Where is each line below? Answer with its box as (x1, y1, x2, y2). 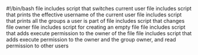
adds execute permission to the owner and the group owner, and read (6, 36, 176, 43)
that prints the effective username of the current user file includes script (6, 11, 182, 18)
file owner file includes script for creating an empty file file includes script (6, 23, 186, 30)
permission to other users (6, 42, 69, 49)
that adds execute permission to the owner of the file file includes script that (6, 30, 192, 37)
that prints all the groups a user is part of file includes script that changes (6, 18, 185, 24)
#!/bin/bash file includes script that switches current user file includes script (6, 5, 192, 12)
